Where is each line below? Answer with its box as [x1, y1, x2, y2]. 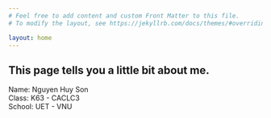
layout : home [8, 34, 52, 42]
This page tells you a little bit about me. [8, 63, 210, 77]
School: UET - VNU [8, 102, 73, 112]
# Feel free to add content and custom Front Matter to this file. [8, 11, 240, 20]
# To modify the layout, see [8, 19, 106, 27]
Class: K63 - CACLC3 [8, 93, 81, 103]
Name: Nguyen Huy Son [8, 85, 89, 95]
